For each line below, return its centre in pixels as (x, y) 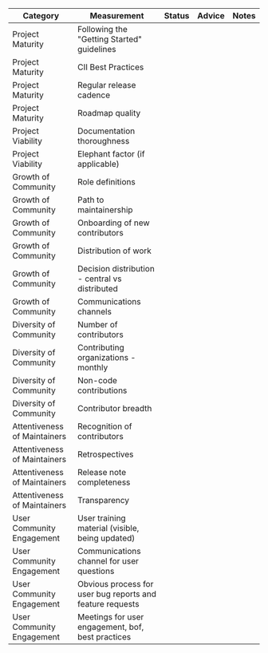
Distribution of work (114, 251)
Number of (97, 325)
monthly (93, 368)
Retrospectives (105, 454)
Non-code (97, 380)
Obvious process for (115, 584)
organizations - (106, 357)
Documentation (106, 131)
